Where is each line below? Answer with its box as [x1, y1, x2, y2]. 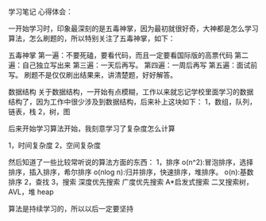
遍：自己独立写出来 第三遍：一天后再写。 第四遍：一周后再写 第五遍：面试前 [8, 60, 258, 70]
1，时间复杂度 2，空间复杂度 [8, 141, 102, 150]
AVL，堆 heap [8, 187, 54, 196]
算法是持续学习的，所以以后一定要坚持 [8, 204, 133, 213]
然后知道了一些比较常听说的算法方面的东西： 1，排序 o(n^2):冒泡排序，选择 [8, 158, 254, 166]
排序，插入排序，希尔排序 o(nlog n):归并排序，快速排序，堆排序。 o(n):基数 [8, 167, 254, 177]
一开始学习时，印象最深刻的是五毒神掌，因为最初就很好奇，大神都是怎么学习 [8, 24, 259, 33]
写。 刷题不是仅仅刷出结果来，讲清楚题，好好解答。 [8, 70, 177, 79]
